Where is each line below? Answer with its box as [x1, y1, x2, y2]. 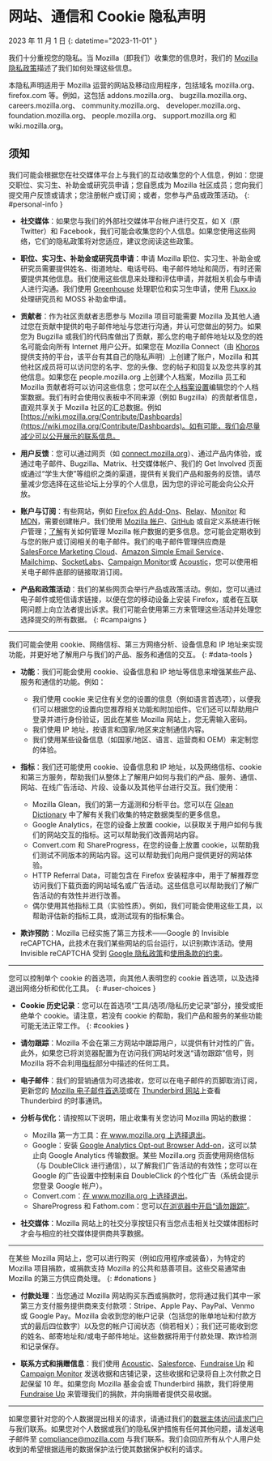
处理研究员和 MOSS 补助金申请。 [19, 293, 131, 304]
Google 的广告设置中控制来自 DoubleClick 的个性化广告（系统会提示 [32, 1170, 259, 1180]
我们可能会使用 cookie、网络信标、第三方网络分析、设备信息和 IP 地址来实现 [8, 639, 263, 649]
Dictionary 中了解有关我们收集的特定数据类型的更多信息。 [32, 810, 225, 819]
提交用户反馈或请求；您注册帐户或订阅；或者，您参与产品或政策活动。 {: [8, 190, 249, 199]
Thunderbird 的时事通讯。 [19, 1096, 107, 1105]
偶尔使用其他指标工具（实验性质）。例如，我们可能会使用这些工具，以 [32, 900, 263, 910]
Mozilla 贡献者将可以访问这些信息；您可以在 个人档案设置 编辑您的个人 [19, 382, 253, 391]
